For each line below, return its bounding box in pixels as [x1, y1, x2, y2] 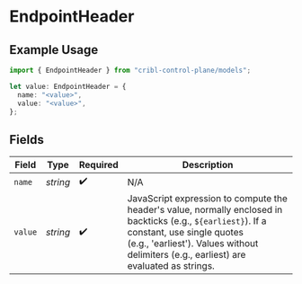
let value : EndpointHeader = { [9, 82, 127, 91]
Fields [9, 132, 45, 147]
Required [78, 159, 119, 172]
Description [182, 159, 234, 172]
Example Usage [9, 42, 99, 58]
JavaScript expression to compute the [127, 192, 288, 205]
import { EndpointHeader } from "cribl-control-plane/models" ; [9, 66, 252, 75]
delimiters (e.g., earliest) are [127, 249, 246, 262]
